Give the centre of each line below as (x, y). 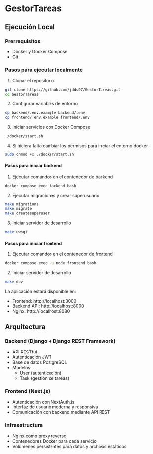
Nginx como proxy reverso (39, 436)
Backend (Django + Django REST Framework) (60, 341)
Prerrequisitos (23, 41)
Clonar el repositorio (33, 81)
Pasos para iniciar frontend (34, 243)
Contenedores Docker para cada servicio (54, 441)
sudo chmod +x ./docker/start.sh (40, 154)
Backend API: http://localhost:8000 (48, 306)
